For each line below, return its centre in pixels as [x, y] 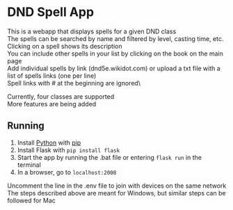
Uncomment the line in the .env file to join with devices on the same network [117, 186]
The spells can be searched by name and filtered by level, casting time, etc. [115, 38]
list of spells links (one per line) [52, 75]
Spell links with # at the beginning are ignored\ [74, 83]
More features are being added [52, 104]
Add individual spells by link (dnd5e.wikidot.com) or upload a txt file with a [114, 68]
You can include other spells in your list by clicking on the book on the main [115, 54]
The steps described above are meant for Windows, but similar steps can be [116, 193]
